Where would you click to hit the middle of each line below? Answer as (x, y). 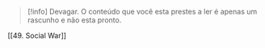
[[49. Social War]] (37, 36)
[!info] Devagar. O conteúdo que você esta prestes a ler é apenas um (142, 12)
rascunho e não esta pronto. (74, 20)
